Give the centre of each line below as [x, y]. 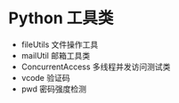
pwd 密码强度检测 [53, 89]
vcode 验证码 [45, 77]
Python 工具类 [61, 18]
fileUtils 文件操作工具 [60, 44]
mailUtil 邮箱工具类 [56, 55]
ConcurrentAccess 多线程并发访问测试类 [96, 67]
